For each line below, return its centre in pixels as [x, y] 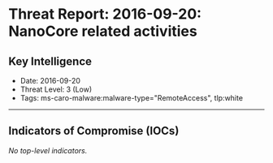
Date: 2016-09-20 [50, 81]
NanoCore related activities [103, 31]
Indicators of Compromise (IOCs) [94, 131]
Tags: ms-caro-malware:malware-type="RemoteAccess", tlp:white [132, 98]
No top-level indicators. [48, 150]
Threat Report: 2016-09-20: [105, 14]
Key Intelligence [50, 61]
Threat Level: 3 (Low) [56, 89]
